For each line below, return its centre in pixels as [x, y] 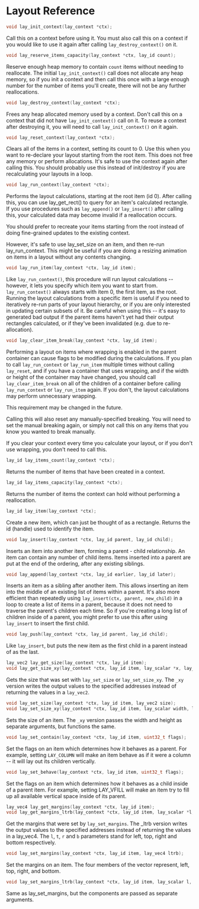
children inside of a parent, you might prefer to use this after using [87, 617]
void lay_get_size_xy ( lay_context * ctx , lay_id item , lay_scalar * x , [94, 669]
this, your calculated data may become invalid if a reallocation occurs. [92, 215]
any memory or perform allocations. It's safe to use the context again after [97, 161]
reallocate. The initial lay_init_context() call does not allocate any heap [95, 73]
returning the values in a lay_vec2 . [48, 692]
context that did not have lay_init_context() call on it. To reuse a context [96, 120]
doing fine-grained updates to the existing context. [68, 233]
